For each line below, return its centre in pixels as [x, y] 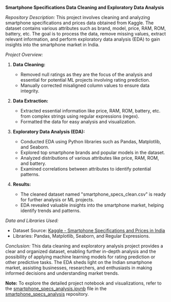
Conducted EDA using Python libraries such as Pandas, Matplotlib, [91, 141]
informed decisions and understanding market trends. [62, 273]
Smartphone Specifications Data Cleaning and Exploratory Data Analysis [85, 7]
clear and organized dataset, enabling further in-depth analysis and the [81, 251]
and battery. [33, 163]
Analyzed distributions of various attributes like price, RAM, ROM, [90, 158]
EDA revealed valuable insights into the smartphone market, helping [92, 205]
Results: [22, 184]
